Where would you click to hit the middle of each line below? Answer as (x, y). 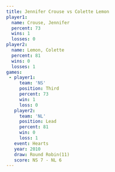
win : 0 (27, 133)
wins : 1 (21, 34)
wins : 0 (21, 61)
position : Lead (38, 122)
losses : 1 (23, 66)
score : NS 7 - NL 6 (38, 160)
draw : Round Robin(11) (42, 154)
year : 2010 (27, 149)
